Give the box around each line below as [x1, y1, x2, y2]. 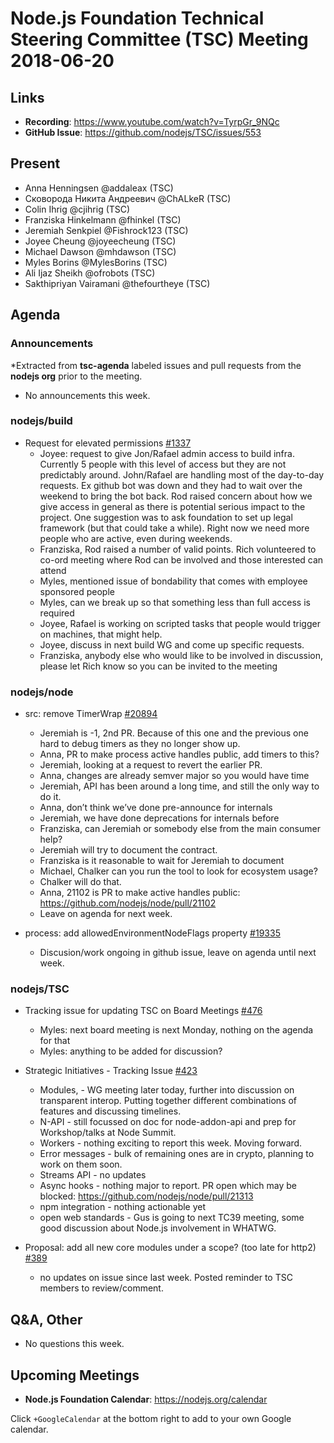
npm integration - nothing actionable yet [39, 1201, 207, 1213]
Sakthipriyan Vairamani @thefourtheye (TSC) [24, 277, 211, 289]
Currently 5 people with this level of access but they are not [39, 458, 287, 470]
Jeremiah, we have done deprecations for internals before [39, 812, 280, 824]
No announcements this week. [24, 389, 151, 401]
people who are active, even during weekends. [39, 532, 233, 544]
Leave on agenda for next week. [39, 908, 173, 920]
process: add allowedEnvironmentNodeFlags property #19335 [24, 927, 281, 939]
